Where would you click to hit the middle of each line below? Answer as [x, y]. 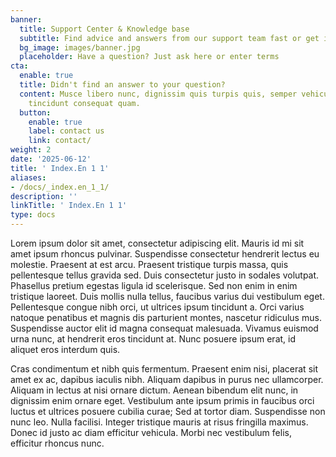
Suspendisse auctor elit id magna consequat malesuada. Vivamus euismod [164, 328]
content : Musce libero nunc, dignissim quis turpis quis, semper [158, 94]
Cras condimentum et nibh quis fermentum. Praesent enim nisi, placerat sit [164, 369]
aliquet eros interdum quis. [65, 349]
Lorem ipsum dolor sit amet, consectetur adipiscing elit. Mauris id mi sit [157, 243]
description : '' [44, 196]
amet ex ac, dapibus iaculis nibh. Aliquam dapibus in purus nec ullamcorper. [167, 379]
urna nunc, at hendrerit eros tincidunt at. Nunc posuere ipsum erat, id [153, 339]
